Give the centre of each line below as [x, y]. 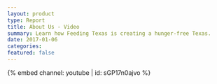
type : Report [26, 20]
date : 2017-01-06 [33, 40]
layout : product [31, 14]
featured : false [31, 53]
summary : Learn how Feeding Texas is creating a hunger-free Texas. [109, 33]
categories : [24, 46]
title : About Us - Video [43, 27]
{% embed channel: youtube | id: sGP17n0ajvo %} [79, 72]
